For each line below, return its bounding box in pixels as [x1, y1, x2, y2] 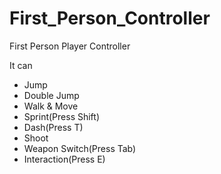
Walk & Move [23, 100, 79, 112]
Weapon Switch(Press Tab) [23, 142, 137, 154]
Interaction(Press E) [23, 153, 106, 165]
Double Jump [23, 89, 80, 101]
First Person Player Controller [9, 40, 131, 52]
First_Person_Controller [9, 7, 211, 30]
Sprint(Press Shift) [23, 110, 101, 122]
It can [9, 59, 33, 71]
